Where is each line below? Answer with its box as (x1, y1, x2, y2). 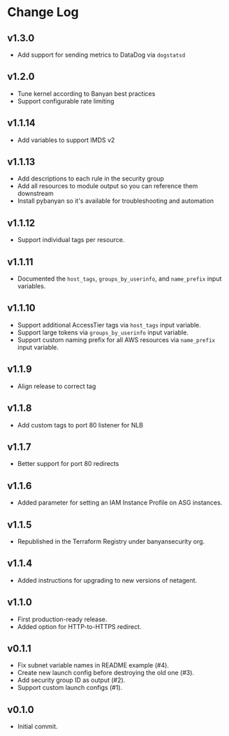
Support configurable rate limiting (17, 97, 114, 105)
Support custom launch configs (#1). (17, 684, 123, 692)
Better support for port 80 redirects (17, 460, 119, 468)
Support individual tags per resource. (17, 236, 125, 244)
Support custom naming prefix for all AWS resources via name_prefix (17, 335, 215, 344)
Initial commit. (17, 722, 58, 731)
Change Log (7, 4, 79, 20)
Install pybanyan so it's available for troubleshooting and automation (17, 197, 214, 205)
